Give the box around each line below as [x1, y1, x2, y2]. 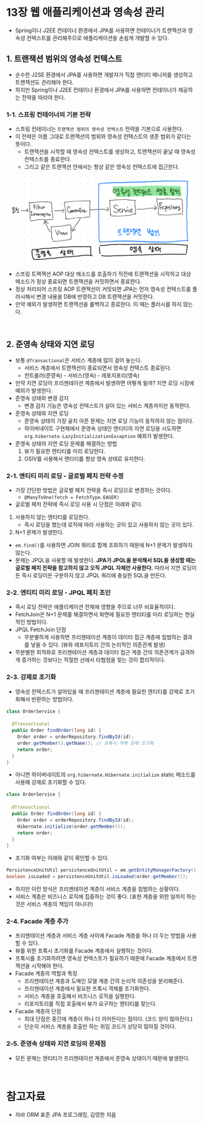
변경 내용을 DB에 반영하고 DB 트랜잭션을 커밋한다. [36, 293, 155, 300]
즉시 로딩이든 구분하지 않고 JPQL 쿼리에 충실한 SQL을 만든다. [21, 571, 167, 579]
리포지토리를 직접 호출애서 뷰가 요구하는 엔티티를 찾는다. [24, 1000, 158, 1008]
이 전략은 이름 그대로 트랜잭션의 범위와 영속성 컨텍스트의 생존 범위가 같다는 [15, 133, 192, 140]
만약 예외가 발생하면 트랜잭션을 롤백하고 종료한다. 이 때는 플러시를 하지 [15, 301, 182, 308]
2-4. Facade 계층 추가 [6, 917, 68, 925]
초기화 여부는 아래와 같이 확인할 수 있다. [15, 854, 109, 862]
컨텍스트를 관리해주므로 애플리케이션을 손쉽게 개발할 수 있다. [26, 34, 169, 41]
